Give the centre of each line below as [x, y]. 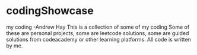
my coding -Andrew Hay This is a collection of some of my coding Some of [98, 27]
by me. [15, 46]
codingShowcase [50, 11]
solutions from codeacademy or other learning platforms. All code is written [99, 39]
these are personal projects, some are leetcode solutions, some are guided [98, 33]
